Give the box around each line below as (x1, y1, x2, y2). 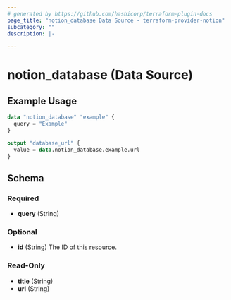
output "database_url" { (7, 139, 80, 147)
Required (7, 193, 39, 203)
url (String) (17, 284, 50, 293)
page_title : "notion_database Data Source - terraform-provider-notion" (7, 17, 225, 24)
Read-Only (7, 260, 46, 270)
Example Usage (7, 95, 77, 107)
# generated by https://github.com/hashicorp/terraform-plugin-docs (7, 10, 213, 18)
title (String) (17, 277, 54, 285)
